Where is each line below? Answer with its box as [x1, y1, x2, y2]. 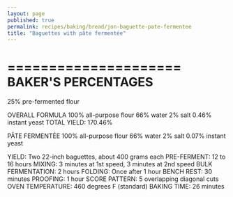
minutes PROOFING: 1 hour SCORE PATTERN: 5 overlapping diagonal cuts [7, 175, 219, 183]
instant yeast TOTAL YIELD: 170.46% [7, 118, 113, 127]
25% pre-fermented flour [7, 97, 80, 106]
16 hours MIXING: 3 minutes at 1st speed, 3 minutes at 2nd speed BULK [7, 160, 213, 168]
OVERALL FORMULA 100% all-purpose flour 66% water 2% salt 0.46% [7, 111, 212, 119]
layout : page [7, 10, 45, 17]
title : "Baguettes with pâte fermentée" [7, 29, 127, 37]
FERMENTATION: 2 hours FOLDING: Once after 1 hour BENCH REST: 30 [7, 168, 213, 176]
